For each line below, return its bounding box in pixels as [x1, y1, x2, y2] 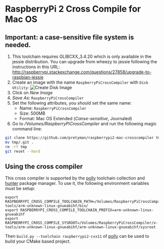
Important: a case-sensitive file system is [5, 33, 134, 41]
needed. [5, 40, 31, 49]
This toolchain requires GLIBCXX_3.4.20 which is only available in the [12, 53, 152, 59]
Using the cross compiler [5, 162, 83, 171]
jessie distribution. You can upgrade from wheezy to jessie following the [12, 59, 157, 64]
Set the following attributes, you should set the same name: [12, 100, 132, 106]
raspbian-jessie [12, 74, 44, 80]
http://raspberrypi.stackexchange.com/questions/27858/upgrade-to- [12, 69, 152, 75]
